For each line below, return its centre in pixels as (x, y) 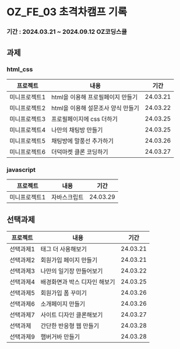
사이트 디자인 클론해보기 (72, 315)
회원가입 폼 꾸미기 (63, 293)
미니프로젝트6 (28, 151)
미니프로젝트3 (28, 119)
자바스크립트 (67, 198)
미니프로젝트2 (28, 108)
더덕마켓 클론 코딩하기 (80, 151)
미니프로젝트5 (28, 141)
